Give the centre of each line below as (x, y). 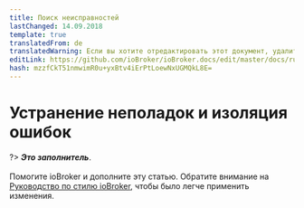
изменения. (32, 195)
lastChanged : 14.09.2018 (56, 26)
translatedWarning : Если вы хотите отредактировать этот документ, (139, 52)
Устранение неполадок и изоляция (148, 113)
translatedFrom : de (46, 43)
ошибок (41, 132)
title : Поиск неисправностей (64, 18)
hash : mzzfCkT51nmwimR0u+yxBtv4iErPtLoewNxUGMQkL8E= (111, 69)
